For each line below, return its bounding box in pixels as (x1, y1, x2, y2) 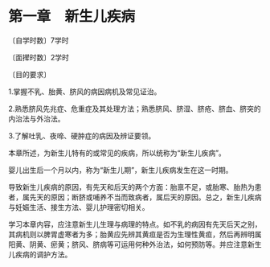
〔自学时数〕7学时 (8, 35, 69, 45)
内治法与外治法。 (8, 113, 65, 123)
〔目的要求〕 (8, 69, 51, 79)
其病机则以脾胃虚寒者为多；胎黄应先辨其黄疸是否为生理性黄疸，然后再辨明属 (8, 229, 262, 239)
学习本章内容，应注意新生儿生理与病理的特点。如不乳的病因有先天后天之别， (8, 219, 262, 229)
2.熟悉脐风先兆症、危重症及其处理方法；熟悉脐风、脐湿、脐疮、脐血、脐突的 (8, 104, 261, 113)
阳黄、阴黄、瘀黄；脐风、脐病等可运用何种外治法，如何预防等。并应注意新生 (8, 239, 262, 249)
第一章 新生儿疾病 (8, 7, 136, 26)
